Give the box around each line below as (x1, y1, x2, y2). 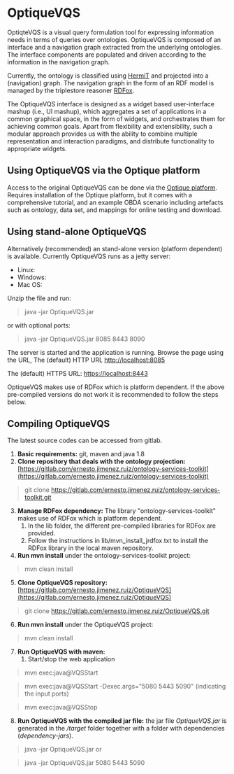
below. (7, 397, 27, 406)
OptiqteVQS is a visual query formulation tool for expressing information (7, 28, 214, 36)
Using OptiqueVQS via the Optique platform (7, 164, 200, 176)
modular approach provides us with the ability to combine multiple (7, 129, 198, 138)
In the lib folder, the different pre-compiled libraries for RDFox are (27, 521, 217, 530)
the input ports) (24, 689, 70, 698)
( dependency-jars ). (17, 731, 73, 740)
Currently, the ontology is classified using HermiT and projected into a (7, 71, 209, 80)
